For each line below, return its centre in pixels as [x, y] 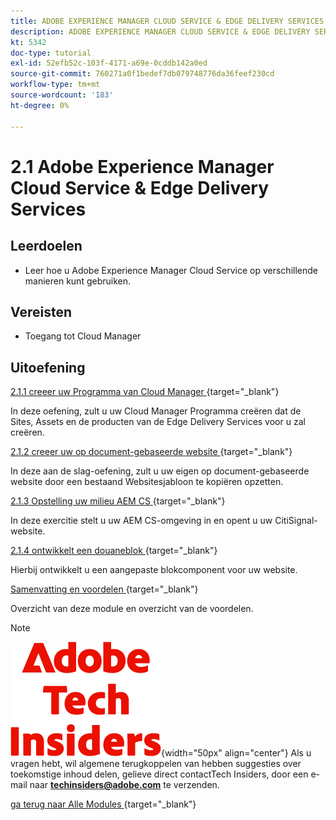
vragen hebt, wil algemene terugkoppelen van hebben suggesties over [156, 764]
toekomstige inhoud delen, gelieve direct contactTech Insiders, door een [159, 774]
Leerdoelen [46, 246]
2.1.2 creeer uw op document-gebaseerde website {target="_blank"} [151, 452]
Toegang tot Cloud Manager [83, 336]
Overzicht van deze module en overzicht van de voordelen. [132, 609]
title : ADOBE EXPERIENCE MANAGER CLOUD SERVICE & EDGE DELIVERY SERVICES [167, 21]
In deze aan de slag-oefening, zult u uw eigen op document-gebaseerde [160, 471]
